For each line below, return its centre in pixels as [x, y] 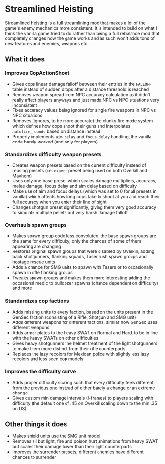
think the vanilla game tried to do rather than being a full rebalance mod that [82, 33]
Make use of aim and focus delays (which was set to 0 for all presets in [84, 191]
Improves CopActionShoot [37, 73]
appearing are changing [36, 246]
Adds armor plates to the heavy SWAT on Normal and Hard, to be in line [85, 333]
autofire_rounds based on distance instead [56, 131]
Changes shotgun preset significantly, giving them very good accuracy [84, 207]
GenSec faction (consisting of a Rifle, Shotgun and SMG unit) [74, 317]
